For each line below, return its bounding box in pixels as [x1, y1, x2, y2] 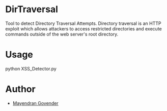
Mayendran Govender [12, 100, 59, 106]
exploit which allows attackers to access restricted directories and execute [5, 25, 162, 31]
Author [5, 84, 36, 95]
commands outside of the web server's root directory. [5, 31, 119, 37]
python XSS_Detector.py [5, 65, 57, 71]
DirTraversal [5, 4, 59, 15]
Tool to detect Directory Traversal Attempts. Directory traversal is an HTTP [5, 20, 161, 26]
